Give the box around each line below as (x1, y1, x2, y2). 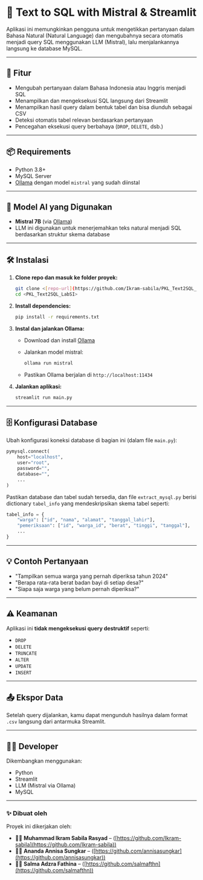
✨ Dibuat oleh (6, 809, 47, 818)
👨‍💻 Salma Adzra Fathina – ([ (14, 860, 86, 868)
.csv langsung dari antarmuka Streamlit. (6, 718, 106, 726)
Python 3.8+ (14, 166, 47, 173)
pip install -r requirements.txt (14, 314, 100, 320)
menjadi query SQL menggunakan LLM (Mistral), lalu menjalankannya (6, 38, 179, 45)
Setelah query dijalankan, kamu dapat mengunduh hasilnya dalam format (6, 712, 188, 719)
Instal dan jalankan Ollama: (14, 325, 85, 332)
